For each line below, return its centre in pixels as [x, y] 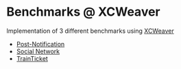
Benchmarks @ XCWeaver [83, 12]
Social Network [38, 51]
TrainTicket [32, 58]
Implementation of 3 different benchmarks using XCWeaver [90, 31]
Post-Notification [40, 44]
